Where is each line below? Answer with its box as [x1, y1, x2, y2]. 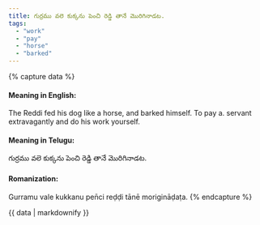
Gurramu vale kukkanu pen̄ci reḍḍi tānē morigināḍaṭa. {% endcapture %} [8, 192, 253, 202]
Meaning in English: [8, 90, 77, 100]
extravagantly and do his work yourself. [8, 117, 140, 126]
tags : [8, 19, 27, 28]
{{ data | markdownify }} [8, 207, 90, 217]
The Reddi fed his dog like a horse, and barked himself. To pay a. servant [8, 108, 253, 118]
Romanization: [8, 174, 59, 183]
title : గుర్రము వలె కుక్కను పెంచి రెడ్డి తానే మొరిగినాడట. [8, 11, 165, 20]
